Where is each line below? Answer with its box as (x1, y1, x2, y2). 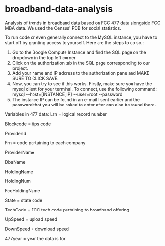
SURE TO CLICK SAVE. (12, 75, 59, 81)
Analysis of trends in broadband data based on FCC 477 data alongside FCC (5, 20, 161, 26)
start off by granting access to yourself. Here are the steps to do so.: (5, 39, 144, 45)
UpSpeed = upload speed (5, 216, 58, 222)
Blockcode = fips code (5, 121, 51, 127)
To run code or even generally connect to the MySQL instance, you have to (5, 35, 158, 40)
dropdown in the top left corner (12, 54, 76, 60)
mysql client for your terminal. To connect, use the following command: (12, 86, 157, 92)
